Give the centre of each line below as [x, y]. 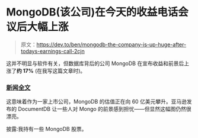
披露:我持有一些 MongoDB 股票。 [47, 129]
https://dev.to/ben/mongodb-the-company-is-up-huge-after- [111, 44]
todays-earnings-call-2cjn [52, 51]
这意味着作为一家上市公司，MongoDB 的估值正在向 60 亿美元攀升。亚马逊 [96, 102]
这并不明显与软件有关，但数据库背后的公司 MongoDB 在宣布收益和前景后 [95, 63]
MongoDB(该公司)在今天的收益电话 [92, 12]
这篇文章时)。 [69, 70]
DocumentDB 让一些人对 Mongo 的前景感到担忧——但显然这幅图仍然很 [104, 109]
